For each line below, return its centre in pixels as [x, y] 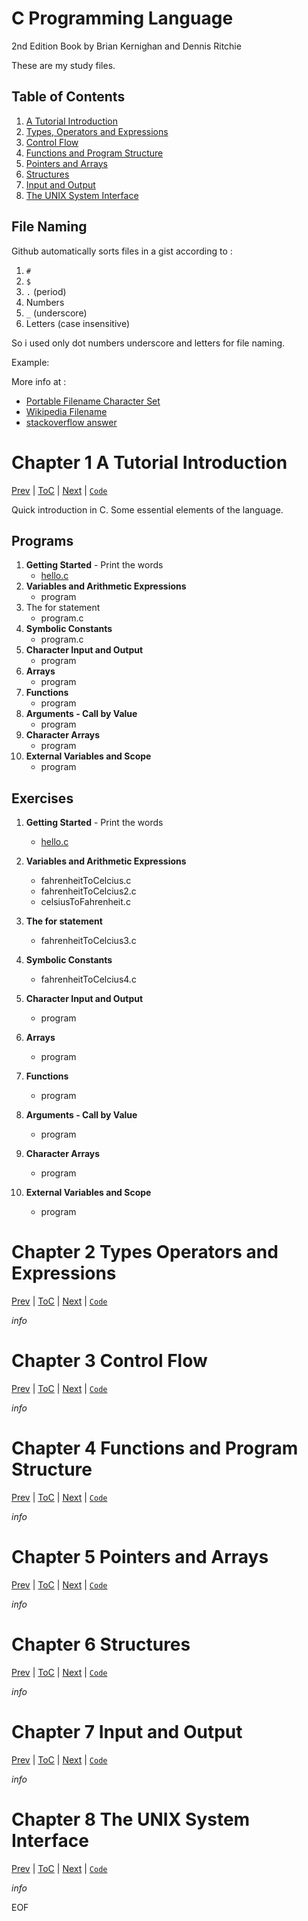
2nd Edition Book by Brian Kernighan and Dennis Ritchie [126, 46]
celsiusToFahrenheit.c [85, 902]
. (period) [46, 291]
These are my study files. [63, 65]
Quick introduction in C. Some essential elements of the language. [147, 509]
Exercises [42, 798]
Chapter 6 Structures [101, 1644]
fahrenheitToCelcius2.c [88, 891]
